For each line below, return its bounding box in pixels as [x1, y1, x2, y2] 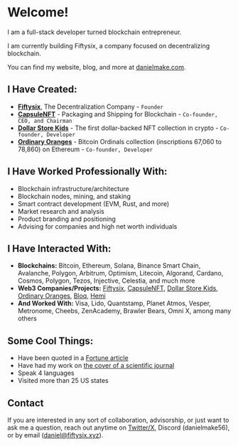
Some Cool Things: [7, 334, 94, 347]
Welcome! [7, 4, 69, 21]
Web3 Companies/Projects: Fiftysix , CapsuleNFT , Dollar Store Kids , [17, 284, 219, 293]
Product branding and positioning [17, 214, 116, 223]
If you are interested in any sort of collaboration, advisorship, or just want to [7, 416, 229, 424]
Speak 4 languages [17, 369, 75, 377]
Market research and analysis [17, 207, 104, 215]
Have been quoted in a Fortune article [17, 354, 129, 362]
